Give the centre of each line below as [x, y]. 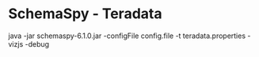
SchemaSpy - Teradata [85, 14]
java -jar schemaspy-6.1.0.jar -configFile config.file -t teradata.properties [127, 36]
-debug [37, 44]
